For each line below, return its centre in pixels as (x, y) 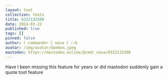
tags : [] (15, 33)
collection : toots (25, 15)
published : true (22, 29)
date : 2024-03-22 (24, 24)
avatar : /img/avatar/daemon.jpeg (41, 48)
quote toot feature (24, 72)
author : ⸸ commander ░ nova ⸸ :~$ (41, 43)
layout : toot (19, 10)
